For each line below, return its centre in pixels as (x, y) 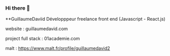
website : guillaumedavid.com (37, 29)
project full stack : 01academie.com (43, 39)
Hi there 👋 (18, 8)
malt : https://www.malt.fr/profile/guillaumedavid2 (58, 48)
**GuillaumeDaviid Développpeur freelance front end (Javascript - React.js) (86, 19)
